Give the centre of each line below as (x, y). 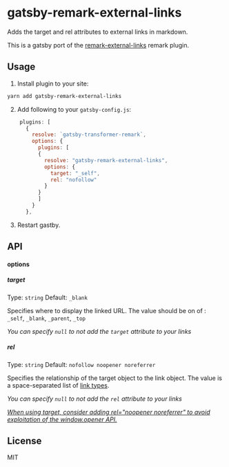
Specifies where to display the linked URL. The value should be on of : (107, 310)
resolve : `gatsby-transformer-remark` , (89, 135)
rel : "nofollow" (74, 180)
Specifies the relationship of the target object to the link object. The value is (115, 378)
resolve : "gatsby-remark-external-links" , (106, 160)
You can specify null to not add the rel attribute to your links (95, 399)
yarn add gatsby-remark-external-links (64, 96)
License (24, 441)
